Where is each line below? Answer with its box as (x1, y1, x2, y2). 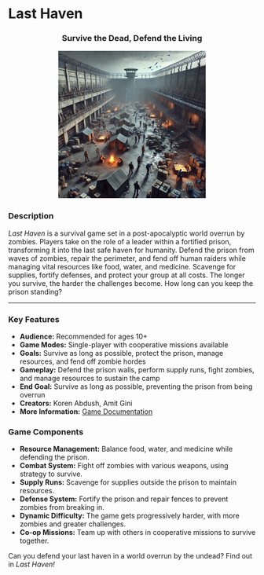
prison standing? (8, 287, 63, 296)
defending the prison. (19, 452, 90, 462)
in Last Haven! (8, 559, 55, 570)
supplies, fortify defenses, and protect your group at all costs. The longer (8, 270, 245, 280)
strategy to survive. (19, 469, 82, 479)
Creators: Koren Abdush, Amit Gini (19, 398, 133, 408)
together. (19, 536, 49, 546)
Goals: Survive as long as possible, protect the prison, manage (19, 349, 224, 358)
